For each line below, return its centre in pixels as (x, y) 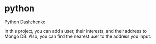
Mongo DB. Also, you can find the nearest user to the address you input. (78, 36)
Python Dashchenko (25, 22)
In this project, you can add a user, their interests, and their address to (76, 31)
